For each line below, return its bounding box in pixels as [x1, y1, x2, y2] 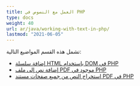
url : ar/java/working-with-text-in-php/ [6, 25, 110, 32]
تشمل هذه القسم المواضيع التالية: [6, 48, 82, 55]
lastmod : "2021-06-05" [6, 31, 64, 38]
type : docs [6, 15, 34, 21]
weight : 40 [6, 20, 34, 26]
